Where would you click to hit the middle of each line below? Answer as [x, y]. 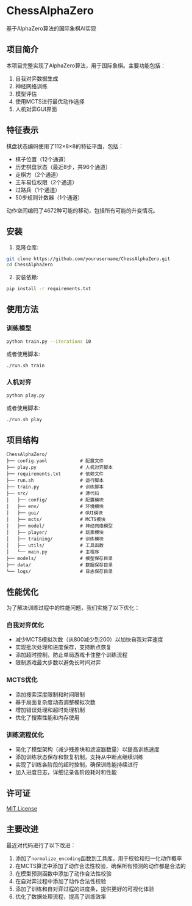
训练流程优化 [25, 735]
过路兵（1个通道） [38, 190]
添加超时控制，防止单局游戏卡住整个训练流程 [71, 655]
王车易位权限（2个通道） [46, 182]
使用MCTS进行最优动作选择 [50, 101]
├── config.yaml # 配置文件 [55, 461]
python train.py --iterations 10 [49, 341]
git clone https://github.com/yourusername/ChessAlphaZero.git [88, 259]
